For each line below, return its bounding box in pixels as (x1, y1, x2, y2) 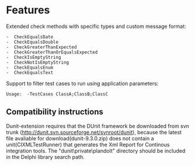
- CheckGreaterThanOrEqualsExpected (6, 49, 98, 55)
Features (6, 3, 50, 17)
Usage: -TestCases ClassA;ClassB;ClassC (6, 91, 109, 97)
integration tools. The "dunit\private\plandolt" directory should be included (6, 147, 186, 154)
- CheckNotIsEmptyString (6, 59, 69, 65)
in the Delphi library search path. (6, 153, 85, 160)
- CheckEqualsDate (6, 34, 54, 40)
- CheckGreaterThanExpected (6, 44, 77, 50)
